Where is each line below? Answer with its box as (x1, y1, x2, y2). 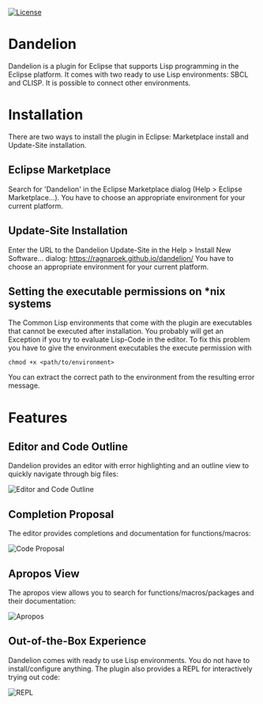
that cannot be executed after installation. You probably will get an (8, 327, 224, 336)
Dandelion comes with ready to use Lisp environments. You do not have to (8, 655, 250, 664)
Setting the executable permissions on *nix (8, 285, 226, 298)
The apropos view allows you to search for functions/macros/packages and (8, 588, 254, 597)
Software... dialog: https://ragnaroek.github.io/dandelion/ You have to (8, 253, 235, 263)
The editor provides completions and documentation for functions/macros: (8, 528, 251, 538)
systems (8, 297, 52, 310)
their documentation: (8, 596, 77, 605)
